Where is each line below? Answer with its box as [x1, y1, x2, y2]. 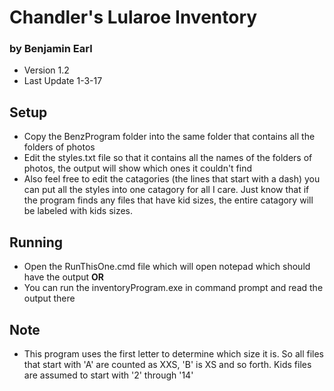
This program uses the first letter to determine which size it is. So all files [23, 347, 325, 360]
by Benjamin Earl [9, 42, 93, 56]
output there [23, 292, 76, 305]
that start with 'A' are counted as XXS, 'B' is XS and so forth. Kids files [23, 358, 312, 370]
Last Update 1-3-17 [23, 75, 103, 87]
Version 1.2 [23, 64, 70, 76]
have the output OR [23, 271, 104, 283]
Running [9, 234, 64, 251]
